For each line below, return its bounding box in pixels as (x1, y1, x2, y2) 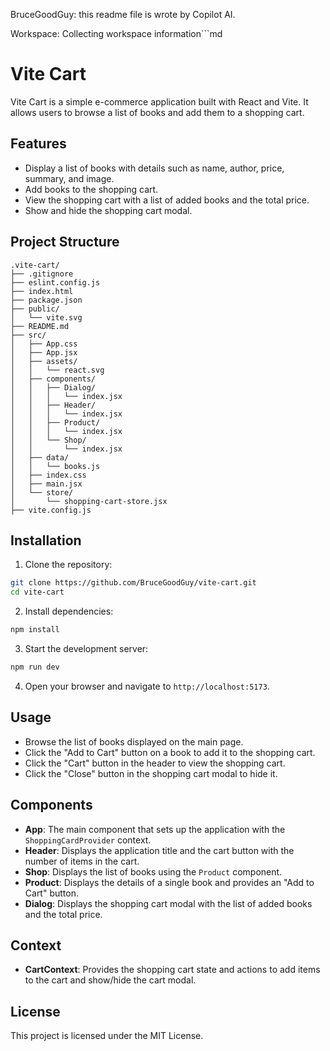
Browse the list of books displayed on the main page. (24, 735, 244, 748)
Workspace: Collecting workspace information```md (10, 28, 223, 39)
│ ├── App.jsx (10, 347, 78, 358)
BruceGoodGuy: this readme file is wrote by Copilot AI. (10, 9, 236, 20)
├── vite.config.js (10, 505, 92, 515)
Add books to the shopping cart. (24, 183, 159, 195)
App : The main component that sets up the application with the (24, 823, 286, 835)
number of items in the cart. (24, 855, 140, 867)
